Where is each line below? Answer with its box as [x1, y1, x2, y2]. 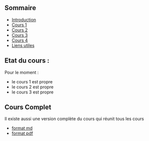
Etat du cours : [4, 57, 50, 65]
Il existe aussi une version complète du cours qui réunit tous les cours [4, 116, 144, 122]
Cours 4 [11, 37, 28, 43]
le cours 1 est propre [11, 78, 53, 84]
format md [11, 125, 33, 131]
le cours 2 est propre [11, 84, 54, 90]
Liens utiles [11, 42, 35, 48]
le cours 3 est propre [11, 89, 54, 95]
